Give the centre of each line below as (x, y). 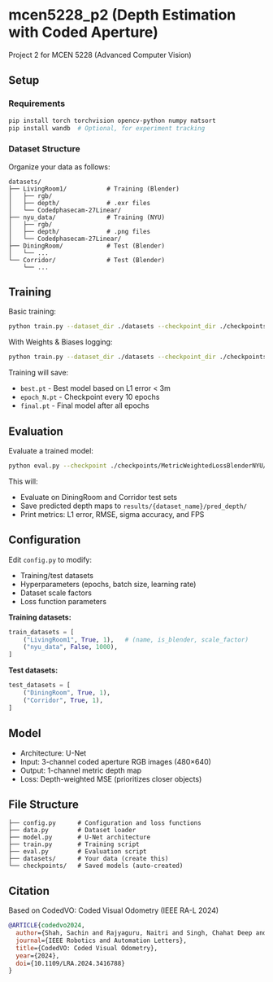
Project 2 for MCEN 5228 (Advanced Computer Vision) (100, 55)
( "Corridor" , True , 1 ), (63, 700)
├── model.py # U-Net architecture (80, 837)
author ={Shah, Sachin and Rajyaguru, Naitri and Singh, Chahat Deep (134, 933)
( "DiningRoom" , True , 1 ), (67, 693)
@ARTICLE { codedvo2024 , (47, 926)
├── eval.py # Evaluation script (78, 852)
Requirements (37, 103)
